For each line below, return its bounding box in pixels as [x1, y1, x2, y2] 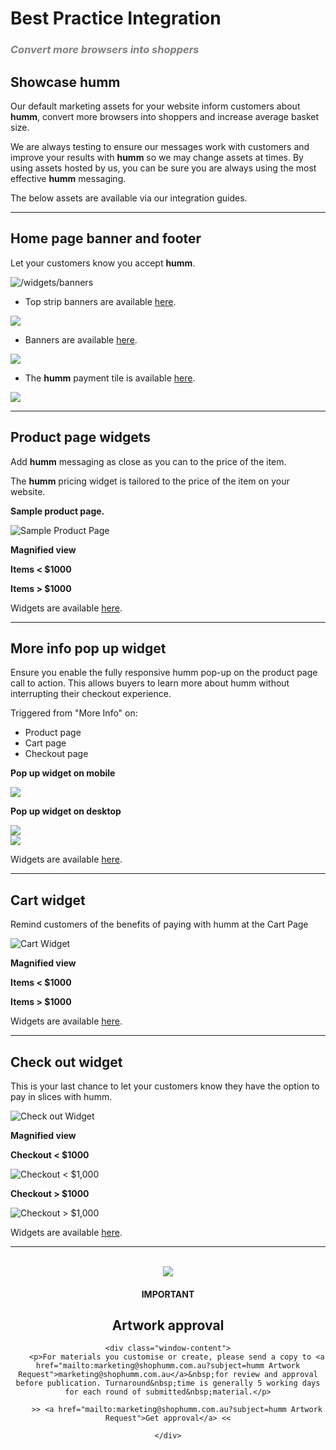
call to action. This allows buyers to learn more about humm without [10, 677, 290, 689]
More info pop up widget [10, 640, 167, 657]
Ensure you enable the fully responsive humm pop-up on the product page [10, 667, 318, 679]
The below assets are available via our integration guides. [10, 192, 248, 204]
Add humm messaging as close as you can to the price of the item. [10, 455, 287, 467]
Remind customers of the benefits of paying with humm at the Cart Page [10, 918, 309, 931]
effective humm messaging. [10, 172, 127, 184]
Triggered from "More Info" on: [10, 707, 138, 719]
